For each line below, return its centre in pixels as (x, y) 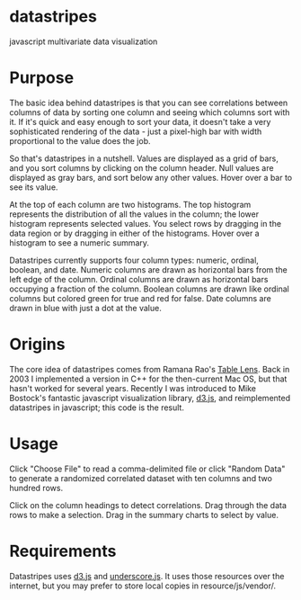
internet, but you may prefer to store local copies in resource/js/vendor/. (143, 586)
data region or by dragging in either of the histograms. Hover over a (134, 233)
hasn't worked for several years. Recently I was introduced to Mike (133, 388)
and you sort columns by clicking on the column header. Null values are (142, 167)
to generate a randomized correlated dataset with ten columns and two (141, 478)
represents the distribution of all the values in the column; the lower (134, 214)
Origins (37, 345)
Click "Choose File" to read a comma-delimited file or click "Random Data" (147, 469)
